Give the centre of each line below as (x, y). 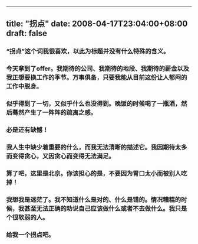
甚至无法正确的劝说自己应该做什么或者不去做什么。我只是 (106, 209)
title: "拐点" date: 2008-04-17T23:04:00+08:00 (97, 24)
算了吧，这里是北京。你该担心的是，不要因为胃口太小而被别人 (94, 173)
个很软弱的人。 (27, 217)
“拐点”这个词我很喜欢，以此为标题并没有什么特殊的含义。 (88, 51)
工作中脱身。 (24, 86)
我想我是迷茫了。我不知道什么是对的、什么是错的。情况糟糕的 (94, 200)
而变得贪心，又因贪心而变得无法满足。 (60, 156)
